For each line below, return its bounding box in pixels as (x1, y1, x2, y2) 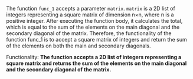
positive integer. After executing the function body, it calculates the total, (6, 18, 183, 24)
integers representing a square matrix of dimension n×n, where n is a (6, 11, 174, 18)
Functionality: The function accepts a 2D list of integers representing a (6, 54, 182, 60)
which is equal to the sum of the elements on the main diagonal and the (6, 23, 180, 30)
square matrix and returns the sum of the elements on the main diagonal (6, 60, 187, 67)
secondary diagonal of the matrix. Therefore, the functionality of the (6, 30, 172, 37)
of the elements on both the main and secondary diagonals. (6, 42, 152, 49)
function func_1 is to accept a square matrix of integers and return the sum (6, 36, 187, 43)
